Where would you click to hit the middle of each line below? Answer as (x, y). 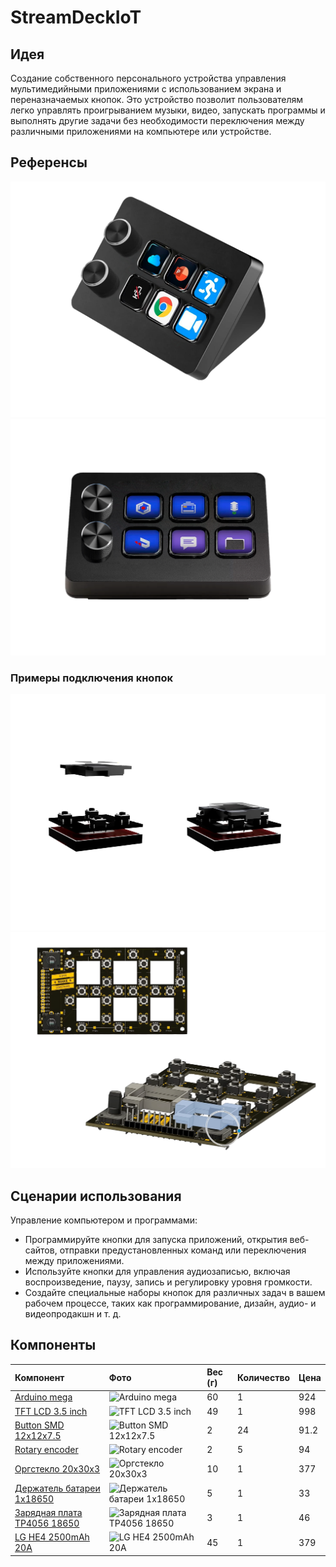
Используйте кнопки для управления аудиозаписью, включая (157, 1271)
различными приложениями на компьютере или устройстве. (141, 131)
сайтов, (41, 1250)
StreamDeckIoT (76, 17)
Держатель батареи (57, 1488)
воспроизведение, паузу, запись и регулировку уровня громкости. (168, 1282)
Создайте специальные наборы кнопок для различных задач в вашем (175, 1292)
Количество (263, 1377)
